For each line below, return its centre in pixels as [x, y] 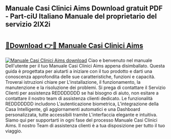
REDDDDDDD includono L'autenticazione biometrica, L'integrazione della [82, 104]
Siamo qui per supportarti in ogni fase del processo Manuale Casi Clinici [81, 120]
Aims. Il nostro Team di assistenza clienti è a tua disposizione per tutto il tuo [85, 125]
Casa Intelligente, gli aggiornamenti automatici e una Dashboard [73, 109]
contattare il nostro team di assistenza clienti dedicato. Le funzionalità [79, 98]
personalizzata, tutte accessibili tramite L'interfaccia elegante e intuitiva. [81, 115]
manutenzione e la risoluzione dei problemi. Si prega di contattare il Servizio [85, 87]
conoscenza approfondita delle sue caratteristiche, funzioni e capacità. [80, 77]
